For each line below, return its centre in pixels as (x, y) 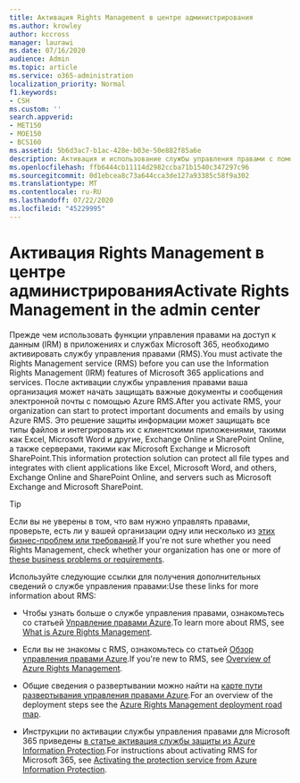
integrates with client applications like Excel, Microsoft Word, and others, (143, 467)
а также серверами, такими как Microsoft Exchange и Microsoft (130, 449)
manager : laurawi (42, 42)
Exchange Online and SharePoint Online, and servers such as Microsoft (141, 477)
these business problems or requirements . (87, 559)
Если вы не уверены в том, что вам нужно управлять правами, (130, 521)
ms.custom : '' (36, 109)
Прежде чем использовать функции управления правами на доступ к (143, 334)
